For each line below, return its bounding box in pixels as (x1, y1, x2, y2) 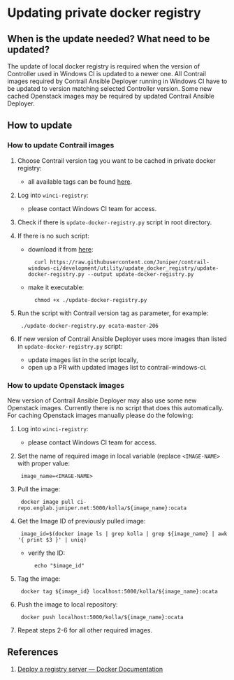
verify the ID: (27, 549, 65, 557)
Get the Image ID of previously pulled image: (17, 516, 146, 525)
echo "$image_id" (34, 562, 85, 569)
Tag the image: (17, 574, 61, 583)
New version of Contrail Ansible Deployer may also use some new (7, 396, 197, 405)
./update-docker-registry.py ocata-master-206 (20, 322, 159, 329)
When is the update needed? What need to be (7, 33, 210, 45)
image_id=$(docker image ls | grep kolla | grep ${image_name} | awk (20, 530, 228, 537)
